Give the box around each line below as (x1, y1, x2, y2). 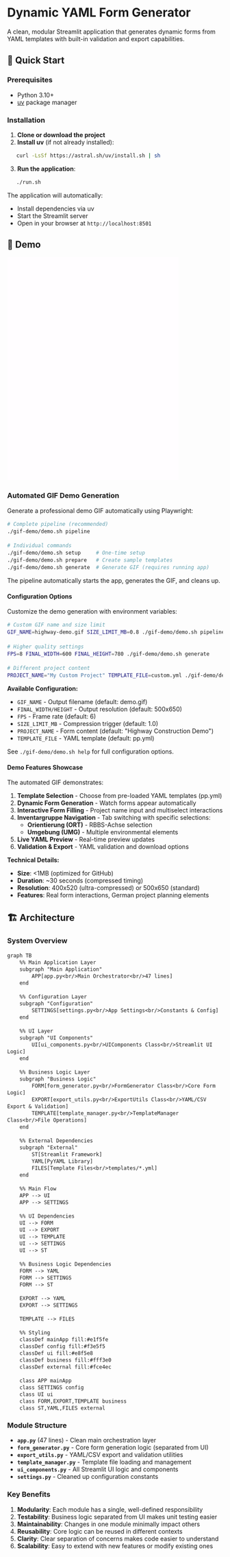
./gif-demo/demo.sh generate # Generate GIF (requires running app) (7, 564, 210, 571)
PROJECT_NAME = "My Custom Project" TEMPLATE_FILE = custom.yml (7, 672, 183, 679)
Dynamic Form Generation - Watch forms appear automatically (16, 799, 196, 807)
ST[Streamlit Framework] (31, 1151, 103, 1158)
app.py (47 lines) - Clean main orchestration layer (16, 1436, 157, 1445)
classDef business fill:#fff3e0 (19, 1357, 112, 1364)
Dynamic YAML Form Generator (7, 5, 191, 21)
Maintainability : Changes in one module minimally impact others (16, 1520, 201, 1528)
